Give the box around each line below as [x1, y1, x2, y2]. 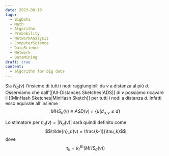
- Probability [10, 31, 40, 36]
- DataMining [10, 54, 38, 60]
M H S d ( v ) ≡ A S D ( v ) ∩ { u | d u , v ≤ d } [50, 108, 121, 115]
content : [5, 64, 24, 69]
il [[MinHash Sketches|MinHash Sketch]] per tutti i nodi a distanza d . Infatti [5, 95, 162, 101]
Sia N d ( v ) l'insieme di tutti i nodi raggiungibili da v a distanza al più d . [5, 83, 150, 90]
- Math [10, 21, 24, 27]
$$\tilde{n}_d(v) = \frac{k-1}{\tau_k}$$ [45, 128, 126, 135]
